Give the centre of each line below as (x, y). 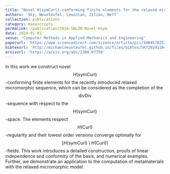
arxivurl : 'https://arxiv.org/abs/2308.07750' (55, 52)
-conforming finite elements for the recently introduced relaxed (71, 82)
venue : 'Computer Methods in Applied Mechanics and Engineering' (75, 38)
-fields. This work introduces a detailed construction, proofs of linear (77, 151)
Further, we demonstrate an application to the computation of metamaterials (84, 161)
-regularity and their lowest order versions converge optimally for (73, 135)
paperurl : (16, 43)
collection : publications (32, 19)
